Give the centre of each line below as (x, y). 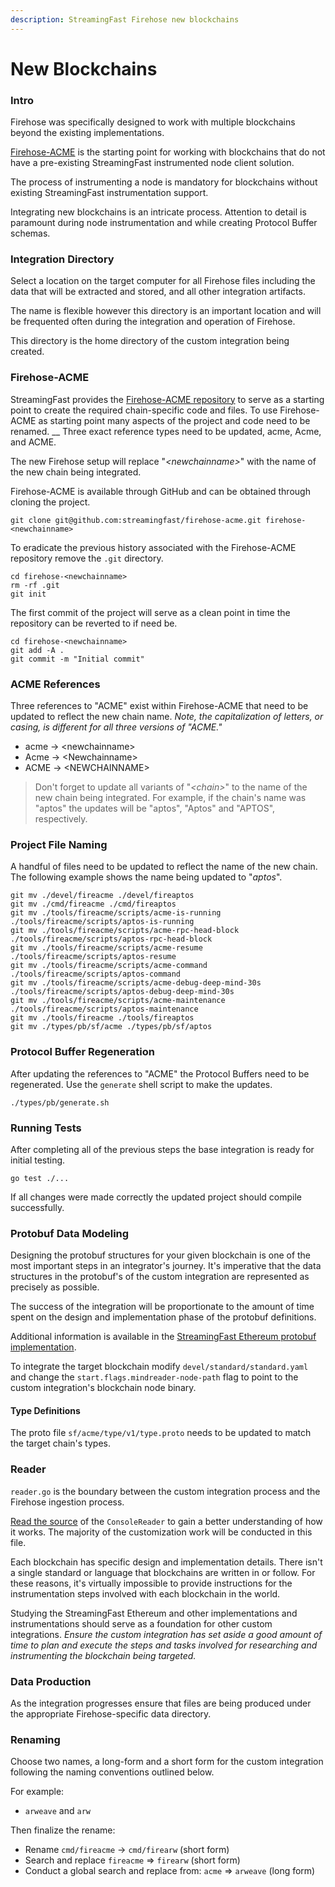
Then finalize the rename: (63, 1830)
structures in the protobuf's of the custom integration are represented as (160, 1277)
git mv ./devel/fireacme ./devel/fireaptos (102, 896)
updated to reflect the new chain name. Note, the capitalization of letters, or (167, 716)
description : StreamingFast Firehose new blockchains (125, 19)
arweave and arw (57, 1811)
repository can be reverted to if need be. (94, 623)
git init (28, 594)
